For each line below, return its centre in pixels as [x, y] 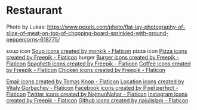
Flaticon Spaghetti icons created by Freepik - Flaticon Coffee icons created [98, 64]
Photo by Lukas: [26, 27]
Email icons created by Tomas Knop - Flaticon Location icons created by [95, 81]
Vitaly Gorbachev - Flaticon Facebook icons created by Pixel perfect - [92, 87]
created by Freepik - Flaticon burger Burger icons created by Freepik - [93, 57]
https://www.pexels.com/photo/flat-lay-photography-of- [116, 27]
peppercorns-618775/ [33, 39]
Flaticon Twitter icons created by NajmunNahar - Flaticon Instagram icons [97, 94]
